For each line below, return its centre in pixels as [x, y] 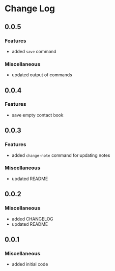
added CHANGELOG [32, 219]
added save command [34, 51]
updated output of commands [42, 75]
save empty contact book [37, 115]
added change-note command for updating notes [61, 155]
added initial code [30, 264]
